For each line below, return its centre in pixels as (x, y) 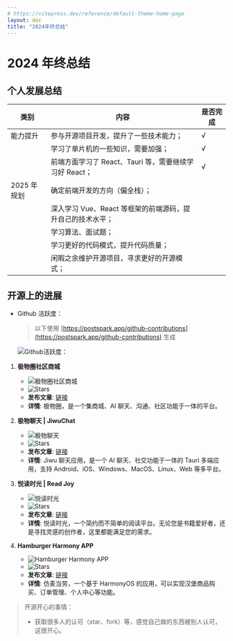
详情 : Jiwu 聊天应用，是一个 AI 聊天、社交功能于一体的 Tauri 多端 (120, 460)
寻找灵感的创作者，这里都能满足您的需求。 (95, 532)
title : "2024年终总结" (38, 26)
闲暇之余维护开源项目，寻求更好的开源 (113, 258)
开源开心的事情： (49, 607)
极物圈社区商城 (38, 367)
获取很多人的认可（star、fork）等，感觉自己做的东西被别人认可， (128, 622)
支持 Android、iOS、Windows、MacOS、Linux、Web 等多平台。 (132, 469)
